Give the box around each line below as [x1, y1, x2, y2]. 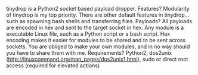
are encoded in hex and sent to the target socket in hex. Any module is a [6, 24, 184, 31]
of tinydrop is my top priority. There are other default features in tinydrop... [6, 11, 190, 18]
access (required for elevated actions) [6, 62, 100, 69]
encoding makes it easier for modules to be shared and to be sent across [6, 37, 186, 43]
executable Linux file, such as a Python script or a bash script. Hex [6, 30, 171, 37]
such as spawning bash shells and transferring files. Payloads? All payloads [6, 18, 193, 24]
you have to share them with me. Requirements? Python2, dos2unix [6, 49, 172, 56]
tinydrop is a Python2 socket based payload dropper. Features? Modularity [6, 5, 190, 12]
